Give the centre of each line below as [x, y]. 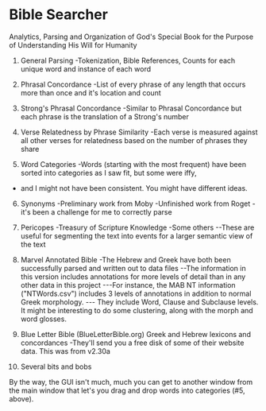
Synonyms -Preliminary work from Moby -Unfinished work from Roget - [138, 204]
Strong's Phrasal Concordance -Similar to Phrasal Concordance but [131, 108]
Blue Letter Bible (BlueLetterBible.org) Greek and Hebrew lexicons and [135, 334]
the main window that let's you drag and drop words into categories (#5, [127, 390]
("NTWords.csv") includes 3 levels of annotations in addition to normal [136, 293]
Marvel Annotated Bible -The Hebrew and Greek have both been [125, 259]
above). [21, 398]
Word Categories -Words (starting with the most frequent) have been [133, 164]
